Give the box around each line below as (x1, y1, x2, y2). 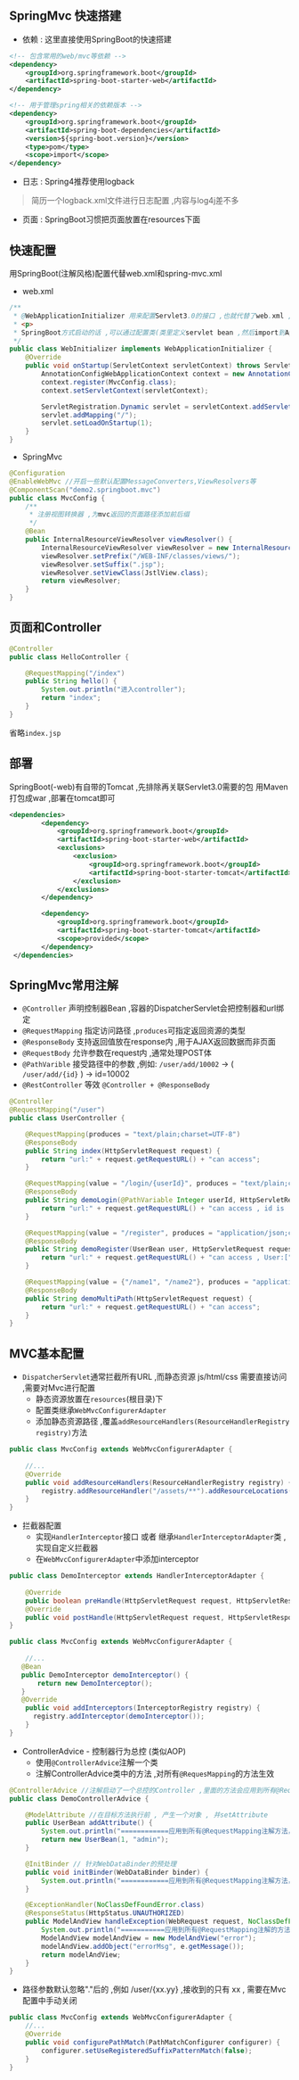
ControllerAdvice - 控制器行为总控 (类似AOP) (21, 1746, 187, 1756)
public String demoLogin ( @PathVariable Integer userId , (25, 1196, 238, 1205)
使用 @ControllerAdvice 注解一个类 (35, 1756, 158, 1768)
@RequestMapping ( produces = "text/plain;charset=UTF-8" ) (25, 1129, 241, 1139)
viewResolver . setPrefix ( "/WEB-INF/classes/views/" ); (41, 551, 241, 560)
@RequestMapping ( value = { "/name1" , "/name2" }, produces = (25, 1278, 249, 1287)
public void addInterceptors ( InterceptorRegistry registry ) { (25, 1704, 261, 1713)
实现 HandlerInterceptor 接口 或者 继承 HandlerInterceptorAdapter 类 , (35, 1531, 287, 1542)
